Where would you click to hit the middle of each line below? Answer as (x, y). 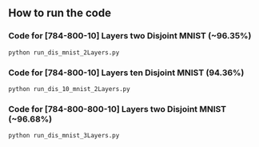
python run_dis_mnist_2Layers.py (64, 52)
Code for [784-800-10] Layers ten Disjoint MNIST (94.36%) (126, 73)
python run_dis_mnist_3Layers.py (64, 136)
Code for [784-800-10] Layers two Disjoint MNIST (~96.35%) (130, 36)
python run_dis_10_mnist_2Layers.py (69, 89)
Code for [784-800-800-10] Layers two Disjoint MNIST (118, 109)
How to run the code (60, 13)
